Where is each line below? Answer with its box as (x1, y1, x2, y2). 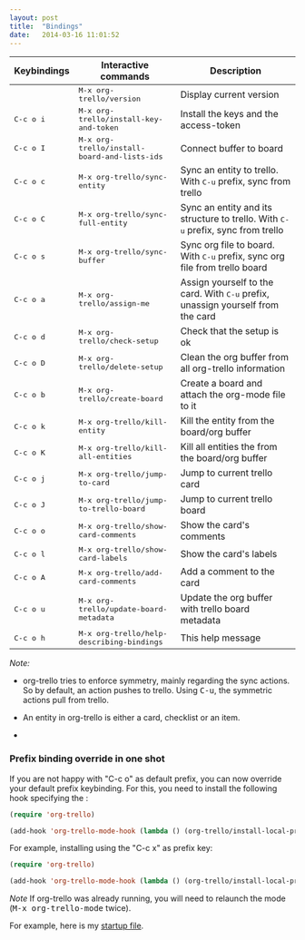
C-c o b (14, 389, 45, 399)
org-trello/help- (95, 629, 168, 639)
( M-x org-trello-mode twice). (9, 903, 132, 914)
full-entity (78, 219, 128, 228)
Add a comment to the (180, 565, 275, 578)
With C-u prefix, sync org (180, 250, 286, 263)
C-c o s (14, 251, 45, 261)
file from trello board (180, 261, 268, 274)
